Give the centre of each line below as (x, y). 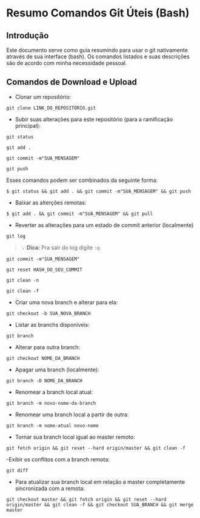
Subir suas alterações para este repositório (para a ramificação (94, 119)
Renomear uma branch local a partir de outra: (72, 415)
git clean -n (23, 280)
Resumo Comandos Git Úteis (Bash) (98, 13)
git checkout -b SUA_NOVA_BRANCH (48, 313)
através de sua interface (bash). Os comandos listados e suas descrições (98, 57)
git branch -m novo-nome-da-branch (51, 403)
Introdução (28, 36)
